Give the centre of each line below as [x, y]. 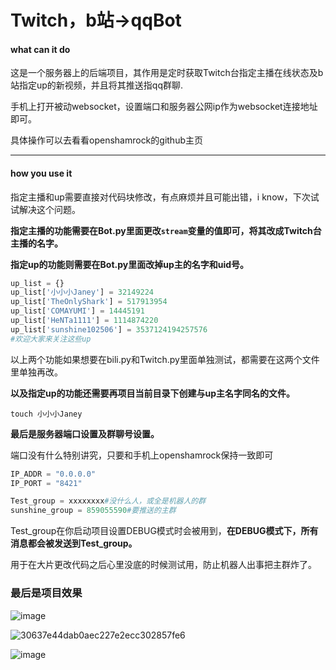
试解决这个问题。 [45, 209]
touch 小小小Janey [46, 414]
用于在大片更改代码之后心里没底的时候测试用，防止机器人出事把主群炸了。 [163, 565]
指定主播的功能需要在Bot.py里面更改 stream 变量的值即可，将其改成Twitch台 [166, 230]
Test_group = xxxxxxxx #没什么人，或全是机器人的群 [108, 501]
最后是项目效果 [46, 593]
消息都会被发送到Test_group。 [74, 543]
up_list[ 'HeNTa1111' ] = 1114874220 [84, 321]
